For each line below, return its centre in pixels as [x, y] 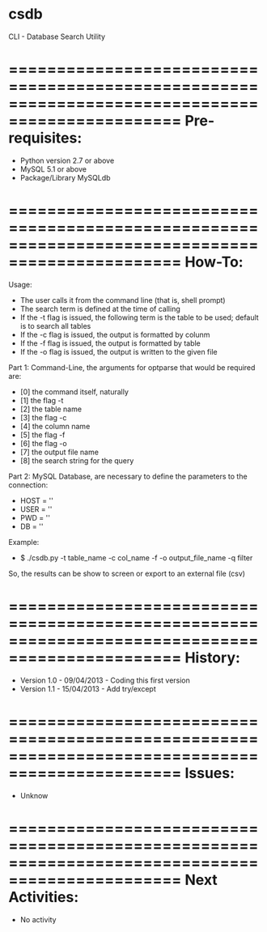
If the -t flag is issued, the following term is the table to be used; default [139, 317]
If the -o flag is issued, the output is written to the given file [119, 351]
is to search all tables [55, 326]
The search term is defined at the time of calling [100, 309]
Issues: [210, 773]
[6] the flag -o [43, 443]
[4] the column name [55, 426]
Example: [24, 542]
